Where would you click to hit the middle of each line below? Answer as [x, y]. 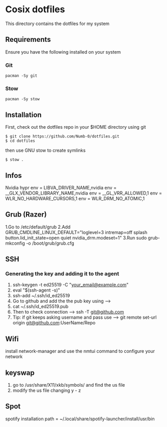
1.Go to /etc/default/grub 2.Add [38, 227]
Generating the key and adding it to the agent [62, 274]
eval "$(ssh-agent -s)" [36, 290]
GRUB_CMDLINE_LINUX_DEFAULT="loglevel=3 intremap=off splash [76, 232]
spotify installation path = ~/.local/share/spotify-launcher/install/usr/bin [80, 419]
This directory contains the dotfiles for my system [57, 23]
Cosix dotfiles [35, 9]
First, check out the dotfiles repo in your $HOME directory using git [76, 127]
